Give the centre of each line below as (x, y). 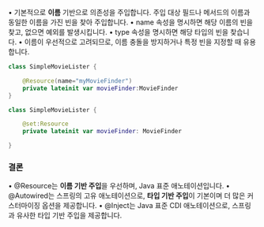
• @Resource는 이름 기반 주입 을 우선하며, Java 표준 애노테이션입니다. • (119, 186)
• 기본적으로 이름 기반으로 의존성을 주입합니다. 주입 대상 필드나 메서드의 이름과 (129, 12)
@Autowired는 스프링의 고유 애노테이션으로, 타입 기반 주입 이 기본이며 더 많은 (127, 195)
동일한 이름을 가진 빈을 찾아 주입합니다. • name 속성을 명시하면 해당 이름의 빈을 (130, 22)
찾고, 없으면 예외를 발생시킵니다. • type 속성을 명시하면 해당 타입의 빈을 (119, 32)
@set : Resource (45, 124)
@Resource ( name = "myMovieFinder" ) (77, 81)
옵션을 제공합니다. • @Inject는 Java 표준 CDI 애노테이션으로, (136, 206)
